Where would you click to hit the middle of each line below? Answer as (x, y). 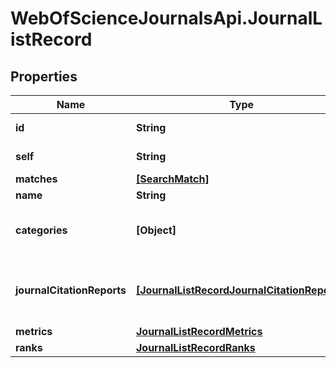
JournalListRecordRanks (195, 347)
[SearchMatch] (172, 179)
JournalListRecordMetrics (199, 331)
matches (36, 179)
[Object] (156, 230)
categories (41, 230)
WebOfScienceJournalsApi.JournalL (166, 18)
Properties (44, 76)
